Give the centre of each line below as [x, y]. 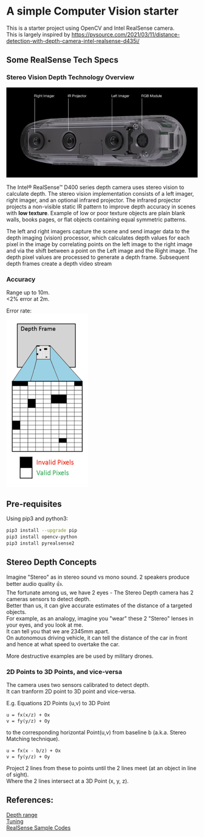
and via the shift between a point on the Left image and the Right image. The [102, 251]
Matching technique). [33, 739]
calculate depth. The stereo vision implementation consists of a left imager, [100, 194]
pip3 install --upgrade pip [42, 531]
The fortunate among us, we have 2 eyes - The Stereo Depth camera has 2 [100, 592]
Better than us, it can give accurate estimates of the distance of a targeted [99, 605]
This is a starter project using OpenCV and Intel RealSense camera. [90, 28]
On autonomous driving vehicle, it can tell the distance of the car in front [97, 638]
